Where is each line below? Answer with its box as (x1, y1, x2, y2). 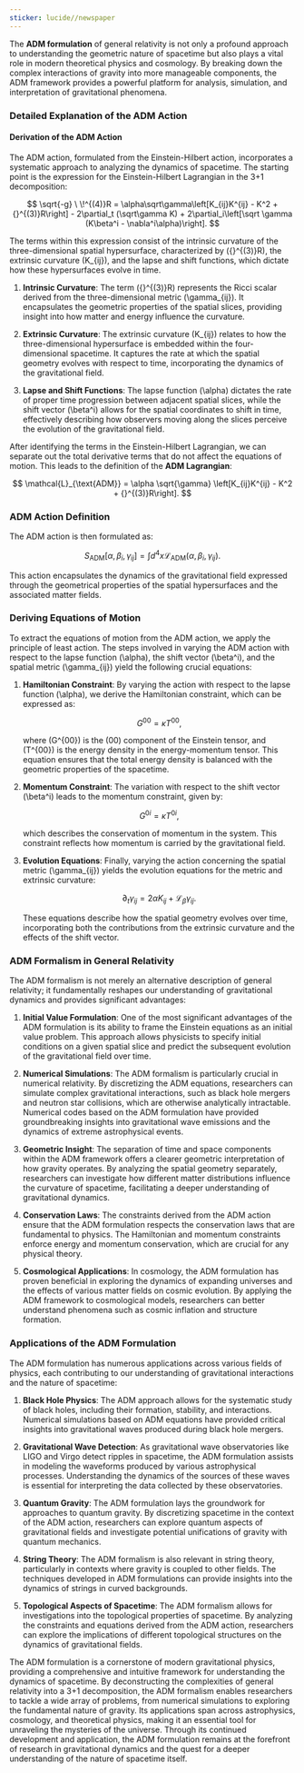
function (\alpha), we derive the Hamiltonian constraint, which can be (22, 688, 282, 700)
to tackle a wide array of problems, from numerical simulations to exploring (9, 1695, 290, 1706)
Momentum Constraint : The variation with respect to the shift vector (22, 782, 280, 792)
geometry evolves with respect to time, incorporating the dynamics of (22, 357, 284, 368)
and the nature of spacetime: (9, 1377, 118, 1388)
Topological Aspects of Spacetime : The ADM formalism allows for (22, 1600, 273, 1611)
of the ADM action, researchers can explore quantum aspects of (22, 1517, 263, 1528)
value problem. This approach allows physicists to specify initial (22, 1031, 261, 1042)
